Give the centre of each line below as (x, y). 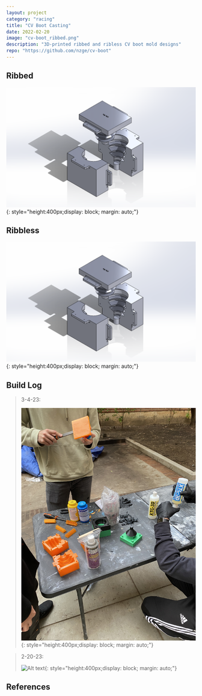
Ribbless (23, 230)
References (28, 687)
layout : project (26, 13)
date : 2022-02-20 (28, 32)
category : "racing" (31, 19)
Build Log (24, 385)
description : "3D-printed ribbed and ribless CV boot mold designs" (94, 44)
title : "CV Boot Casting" (38, 25)
